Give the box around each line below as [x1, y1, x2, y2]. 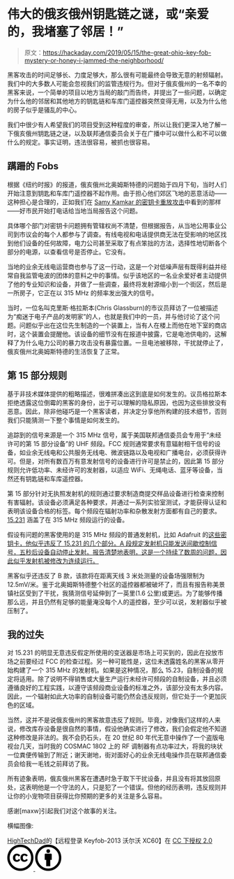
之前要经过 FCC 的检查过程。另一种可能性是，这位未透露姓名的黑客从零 [13, 657, 219, 666]
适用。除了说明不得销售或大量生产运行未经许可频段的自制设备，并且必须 [19, 675, 227, 683]
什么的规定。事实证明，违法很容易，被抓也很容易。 [7, 138, 154, 146]
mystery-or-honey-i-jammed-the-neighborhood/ [24, 56, 164, 64]
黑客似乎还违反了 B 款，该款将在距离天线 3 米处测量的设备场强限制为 [7, 571, 205, 580]
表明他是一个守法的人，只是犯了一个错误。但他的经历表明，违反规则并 [25, 783, 227, 792]
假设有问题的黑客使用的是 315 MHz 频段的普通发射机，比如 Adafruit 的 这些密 [7, 530, 227, 538]
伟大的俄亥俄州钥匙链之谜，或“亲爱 [7, 6, 210, 22]
